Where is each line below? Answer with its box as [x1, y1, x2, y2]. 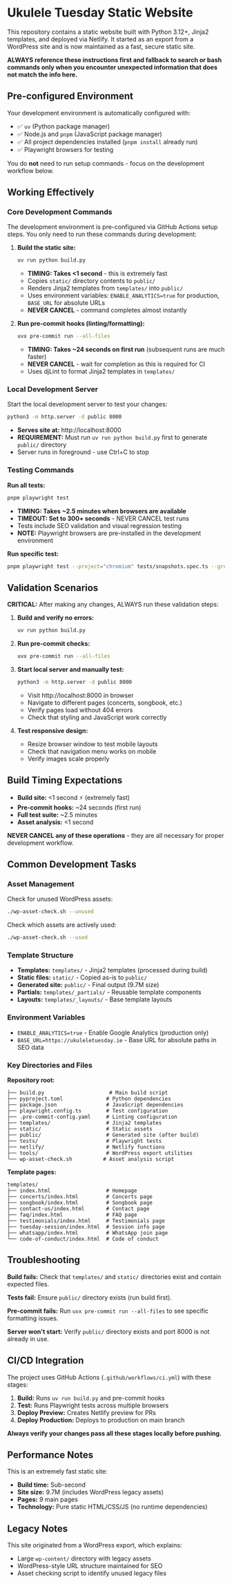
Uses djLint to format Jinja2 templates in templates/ [27, 367, 175, 375]
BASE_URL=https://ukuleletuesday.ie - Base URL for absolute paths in [17, 1035, 217, 1044]
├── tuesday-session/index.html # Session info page [7, 1223, 166, 1230]
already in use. [7, 1334, 50, 1343]
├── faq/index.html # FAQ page [7, 1211, 137, 1218]
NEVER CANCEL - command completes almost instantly [27, 306, 188, 315]
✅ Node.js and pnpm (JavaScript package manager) [17, 130, 162, 138]
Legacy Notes [7, 1523, 68, 1534]
